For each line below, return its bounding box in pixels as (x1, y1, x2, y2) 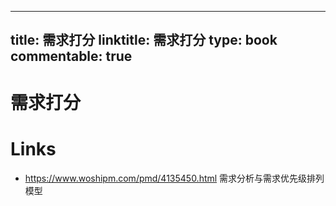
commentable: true (10, 48, 133, 65)
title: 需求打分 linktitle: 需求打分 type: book (10, 32, 278, 49)
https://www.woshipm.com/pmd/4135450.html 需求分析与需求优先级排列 (24, 172, 325, 184)
